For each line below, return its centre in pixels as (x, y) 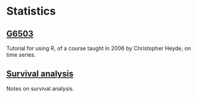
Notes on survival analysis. (41, 88)
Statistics (31, 11)
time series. (21, 55)
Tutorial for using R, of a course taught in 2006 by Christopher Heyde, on (99, 48)
